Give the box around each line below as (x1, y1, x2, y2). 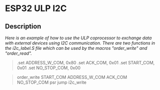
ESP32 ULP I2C (5, 3, 67, 14)
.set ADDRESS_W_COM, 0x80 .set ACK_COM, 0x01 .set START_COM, (16, 60, 155, 65)
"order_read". (5, 50, 32, 56)
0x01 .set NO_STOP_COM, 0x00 (16, 65, 81, 71)
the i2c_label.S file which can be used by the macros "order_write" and (5, 45, 147, 51)
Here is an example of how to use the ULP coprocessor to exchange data (5, 35, 152, 41)
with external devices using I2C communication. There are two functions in (5, 40, 155, 46)
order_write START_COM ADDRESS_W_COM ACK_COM (16, 75, 128, 80)
